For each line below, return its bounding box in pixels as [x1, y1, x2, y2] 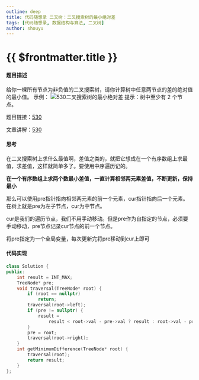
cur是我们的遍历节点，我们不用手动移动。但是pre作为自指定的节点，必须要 [6, 215, 188, 222]
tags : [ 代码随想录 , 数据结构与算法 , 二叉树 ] [6, 20, 105, 26]
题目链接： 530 [6, 113, 42, 121]
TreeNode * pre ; [17, 280, 54, 286]
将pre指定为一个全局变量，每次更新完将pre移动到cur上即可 [6, 235, 150, 242]
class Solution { [6, 264, 49, 270]
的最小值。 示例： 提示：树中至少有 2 [6, 93, 171, 100]
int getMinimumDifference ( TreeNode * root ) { [17, 346, 129, 352]
